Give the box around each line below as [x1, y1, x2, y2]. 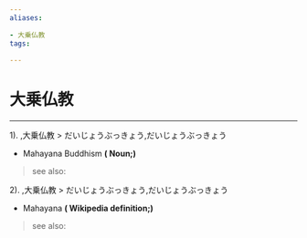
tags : [9, 38, 30, 48]
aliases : [9, 13, 43, 23]
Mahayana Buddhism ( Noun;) [22, 148, 137, 160]
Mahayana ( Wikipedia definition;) [22, 202, 153, 214]
